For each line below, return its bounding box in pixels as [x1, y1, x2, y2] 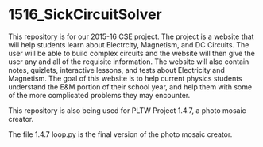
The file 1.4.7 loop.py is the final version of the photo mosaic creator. [8, 129, 233, 139]
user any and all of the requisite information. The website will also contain [8, 57, 249, 66]
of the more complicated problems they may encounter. [8, 90, 191, 100]
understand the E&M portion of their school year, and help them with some [8, 81, 253, 92]
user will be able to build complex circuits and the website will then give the [8, 48, 256, 58]
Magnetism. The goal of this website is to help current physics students [8, 73, 242, 83]
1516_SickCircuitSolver [8, 6, 162, 24]
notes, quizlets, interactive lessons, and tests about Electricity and [8, 65, 225, 74]
